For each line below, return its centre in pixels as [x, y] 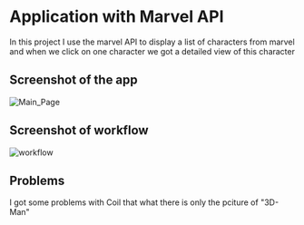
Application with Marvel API [117, 17]
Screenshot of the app [74, 80]
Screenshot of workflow [79, 130]
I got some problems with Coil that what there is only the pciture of [134, 202]
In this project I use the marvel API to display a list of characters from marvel [152, 42]
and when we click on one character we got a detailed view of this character [152, 51]
